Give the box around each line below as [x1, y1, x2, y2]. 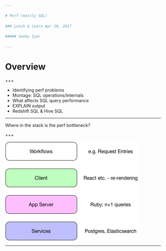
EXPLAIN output [12, 103, 45, 109]
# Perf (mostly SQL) [5, 13, 48, 18]
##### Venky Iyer [5, 34, 41, 39]
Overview [5, 61, 46, 73]
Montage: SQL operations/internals [12, 92, 84, 98]
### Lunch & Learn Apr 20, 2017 [5, 24, 72, 29]
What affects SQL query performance [12, 97, 89, 103]
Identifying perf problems [12, 87, 64, 93]
